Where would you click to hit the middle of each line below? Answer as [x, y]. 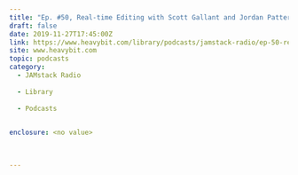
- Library [35, 91]
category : [27, 68]
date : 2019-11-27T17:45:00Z [61, 34]
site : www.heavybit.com [53, 51]
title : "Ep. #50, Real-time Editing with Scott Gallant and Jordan [137, 17]
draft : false [33, 26]
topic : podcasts [39, 59]
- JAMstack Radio [49, 76]
